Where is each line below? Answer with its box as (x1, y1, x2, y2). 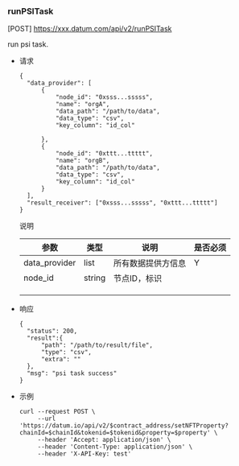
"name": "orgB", (55, 157, 110, 165)
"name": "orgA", (55, 101, 110, 109)
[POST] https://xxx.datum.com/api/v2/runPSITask (7, 24, 172, 34)
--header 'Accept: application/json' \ (37, 436, 171, 444)
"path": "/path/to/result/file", (40, 341, 154, 349)
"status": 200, (27, 328, 78, 336)
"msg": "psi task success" (27, 369, 117, 377)
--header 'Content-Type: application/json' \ (37, 443, 193, 452)
